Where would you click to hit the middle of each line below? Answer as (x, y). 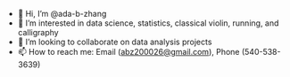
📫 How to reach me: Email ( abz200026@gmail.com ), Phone (128, 52)
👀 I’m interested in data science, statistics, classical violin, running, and (148, 23)
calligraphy (38, 32)
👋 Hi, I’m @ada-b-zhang (62, 14)
